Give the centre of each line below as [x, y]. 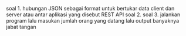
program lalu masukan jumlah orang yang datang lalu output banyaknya [93, 21]
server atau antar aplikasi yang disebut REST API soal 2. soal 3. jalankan [93, 15]
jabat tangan [21, 27]
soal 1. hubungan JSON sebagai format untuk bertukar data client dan [90, 8]
